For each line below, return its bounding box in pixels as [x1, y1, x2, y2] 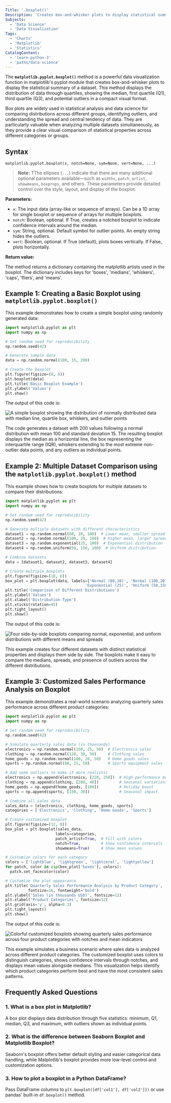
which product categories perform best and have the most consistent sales [5, 968, 163, 974]
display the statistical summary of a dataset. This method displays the [5, 85, 152, 91]
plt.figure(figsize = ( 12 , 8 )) [5, 822, 67, 827]
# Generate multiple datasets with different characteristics [5, 526, 140, 532]
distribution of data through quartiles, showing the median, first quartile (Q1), [5, 90, 166, 96]
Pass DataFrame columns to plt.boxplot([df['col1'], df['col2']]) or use [5, 1087, 164, 1093]
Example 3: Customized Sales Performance [5, 677, 146, 685]
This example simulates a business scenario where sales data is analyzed [5, 946, 159, 952]
